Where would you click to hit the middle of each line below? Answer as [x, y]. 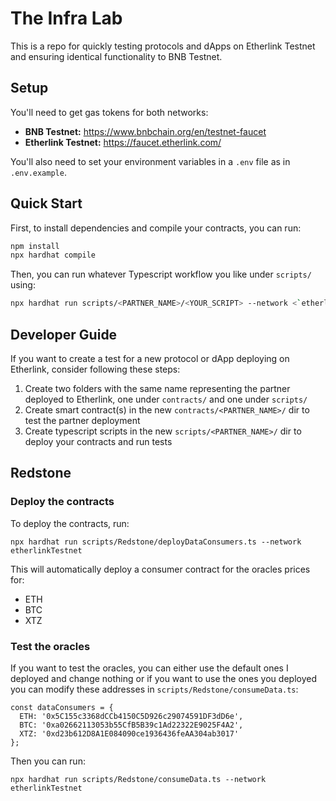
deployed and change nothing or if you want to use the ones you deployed [163, 678]
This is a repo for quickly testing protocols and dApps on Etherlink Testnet [163, 46]
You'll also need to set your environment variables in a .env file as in [150, 161]
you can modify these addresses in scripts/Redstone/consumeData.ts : [154, 689]
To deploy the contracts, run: [70, 523]
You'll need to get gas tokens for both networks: [109, 112]
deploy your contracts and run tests [98, 441]
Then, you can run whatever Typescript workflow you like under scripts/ [161, 274]
